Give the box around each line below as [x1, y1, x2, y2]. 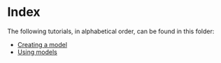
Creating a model [17, 40, 68, 48]
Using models [17, 48, 57, 56]
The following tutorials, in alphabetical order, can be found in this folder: [7, 27, 215, 35]
